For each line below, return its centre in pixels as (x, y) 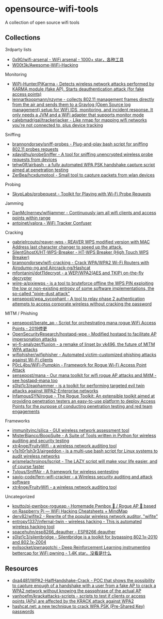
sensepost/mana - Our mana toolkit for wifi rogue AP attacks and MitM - (84, 375)
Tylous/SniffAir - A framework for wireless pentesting (65, 471)
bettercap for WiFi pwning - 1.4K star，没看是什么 (62, 553)
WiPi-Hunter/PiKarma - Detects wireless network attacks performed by (83, 84)
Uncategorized (20, 496)
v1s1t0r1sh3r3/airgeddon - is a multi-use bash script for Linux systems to (85, 451)
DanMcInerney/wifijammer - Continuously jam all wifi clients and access (84, 212)
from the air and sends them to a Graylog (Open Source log (71, 104)
